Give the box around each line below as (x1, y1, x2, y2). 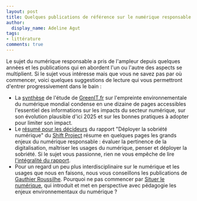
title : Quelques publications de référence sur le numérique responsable (6, 14, 192, 20)
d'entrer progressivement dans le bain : (6, 83, 102, 90)
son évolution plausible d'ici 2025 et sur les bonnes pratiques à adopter (14, 113, 189, 120)
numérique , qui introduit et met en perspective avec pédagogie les (14, 182, 177, 189)
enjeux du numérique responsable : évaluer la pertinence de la (14, 138, 167, 145)
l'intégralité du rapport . (14, 157, 71, 164)
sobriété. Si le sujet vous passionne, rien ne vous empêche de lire (14, 150, 175, 157)
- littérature (6, 36, 41, 42)
